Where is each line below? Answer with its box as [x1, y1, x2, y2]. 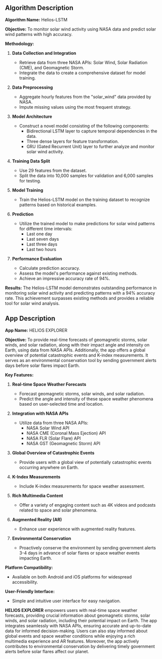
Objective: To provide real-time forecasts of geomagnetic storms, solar [5, 337, 147, 343]
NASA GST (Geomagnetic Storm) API [26, 440, 101, 446]
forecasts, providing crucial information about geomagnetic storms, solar [5, 612, 150, 618]
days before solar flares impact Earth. [5, 362, 80, 368]
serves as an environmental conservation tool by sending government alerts [5, 357, 157, 363]
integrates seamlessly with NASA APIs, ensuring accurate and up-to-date [5, 623, 151, 628]
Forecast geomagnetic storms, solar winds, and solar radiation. [19, 391, 145, 396]
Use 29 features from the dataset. [19, 167, 87, 173]
